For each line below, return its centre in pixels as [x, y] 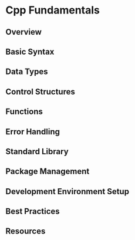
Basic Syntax [30, 51]
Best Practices [33, 212]
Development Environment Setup [67, 191]
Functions [24, 112]
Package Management [48, 172]
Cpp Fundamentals [53, 10]
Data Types [27, 72]
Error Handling [33, 132]
